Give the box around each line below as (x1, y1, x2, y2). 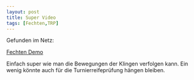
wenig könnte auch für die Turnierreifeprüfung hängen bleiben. (6, 67, 165, 74)
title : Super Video (6, 15, 56, 21)
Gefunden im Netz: (6, 37, 54, 44)
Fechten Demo (6, 48, 43, 56)
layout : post (6, 8, 40, 15)
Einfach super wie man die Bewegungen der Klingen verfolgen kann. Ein (6, 60, 188, 67)
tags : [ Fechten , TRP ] (6, 20, 59, 26)
